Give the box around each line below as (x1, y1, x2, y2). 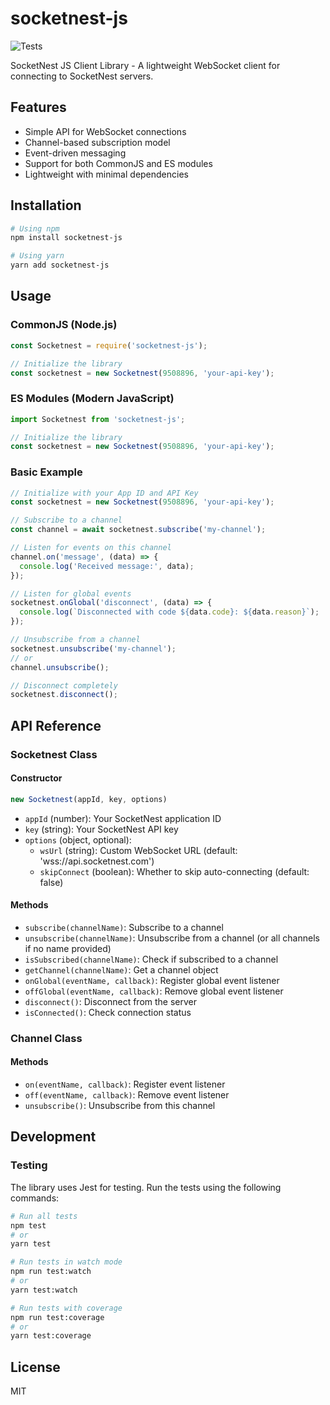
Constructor (10, 772, 63, 784)
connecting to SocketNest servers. (10, 70, 154, 82)
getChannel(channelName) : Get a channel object (24, 963, 219, 976)
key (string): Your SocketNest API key (24, 823, 179, 835)
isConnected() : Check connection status (24, 1006, 192, 1018)
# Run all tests (10, 1211, 78, 1221)
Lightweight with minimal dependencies (24, 168, 189, 180)
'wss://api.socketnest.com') (39, 855, 155, 867)
